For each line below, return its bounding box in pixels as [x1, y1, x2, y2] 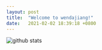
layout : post [6, 9, 39, 15]
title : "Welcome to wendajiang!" [6, 15, 94, 21]
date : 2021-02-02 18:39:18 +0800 [6, 20, 97, 26]
